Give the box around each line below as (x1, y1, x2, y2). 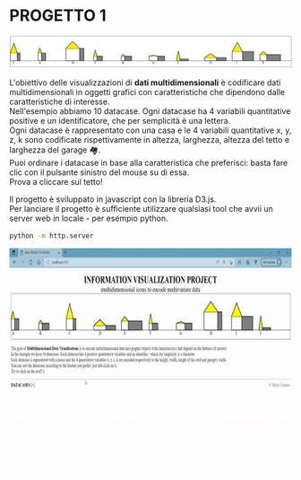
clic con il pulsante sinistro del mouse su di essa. (9, 167, 190, 178)
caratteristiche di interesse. (9, 96, 110, 108)
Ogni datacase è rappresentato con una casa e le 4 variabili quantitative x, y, (9, 125, 292, 135)
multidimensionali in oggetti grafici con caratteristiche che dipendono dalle (9, 87, 285, 98)
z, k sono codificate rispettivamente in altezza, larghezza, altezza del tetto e (9, 135, 290, 145)
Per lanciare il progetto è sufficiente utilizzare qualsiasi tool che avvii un (9, 204, 273, 214)
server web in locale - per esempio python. (9, 213, 168, 224)
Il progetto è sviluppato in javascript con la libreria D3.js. (9, 194, 217, 205)
